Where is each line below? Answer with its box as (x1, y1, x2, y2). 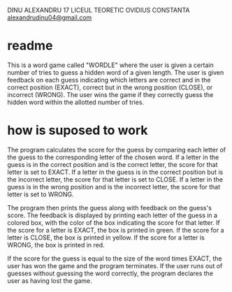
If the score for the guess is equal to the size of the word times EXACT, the (7, 254, 222, 263)
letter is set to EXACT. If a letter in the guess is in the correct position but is (7, 168, 224, 176)
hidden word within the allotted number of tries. (7, 98, 145, 106)
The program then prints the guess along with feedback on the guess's (7, 203, 212, 212)
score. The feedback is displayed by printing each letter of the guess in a (7, 211, 218, 219)
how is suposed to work (7, 122, 148, 138)
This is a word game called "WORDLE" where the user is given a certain (7, 61, 215, 69)
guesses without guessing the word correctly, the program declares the (7, 269, 214, 277)
